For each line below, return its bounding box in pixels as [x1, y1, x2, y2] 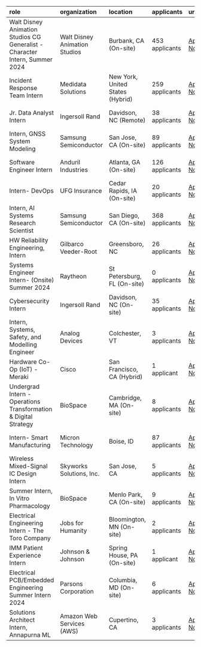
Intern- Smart [9, 433, 48, 442]
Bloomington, [108, 516, 147, 523]
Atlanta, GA [108, 158, 141, 166]
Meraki [9, 373, 29, 381]
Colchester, [108, 330, 142, 337]
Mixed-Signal [9, 462, 48, 470]
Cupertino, [108, 616, 139, 624]
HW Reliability [9, 236, 49, 244]
